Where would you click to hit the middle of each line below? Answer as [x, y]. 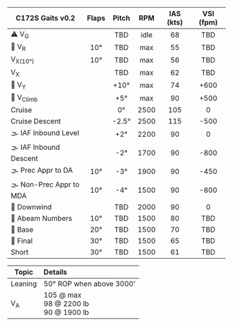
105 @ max [63, 295]
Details [56, 272]
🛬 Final [22, 241]
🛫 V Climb [24, 98]
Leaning [24, 284]
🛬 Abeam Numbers [42, 218]
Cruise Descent [36, 121]
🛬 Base [22, 230]
